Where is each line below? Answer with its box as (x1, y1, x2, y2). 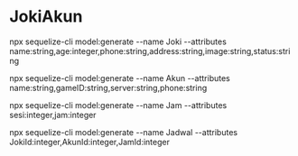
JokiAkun (9, 6, 83, 27)
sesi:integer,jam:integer (9, 109, 97, 120)
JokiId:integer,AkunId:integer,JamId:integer (9, 136, 170, 147)
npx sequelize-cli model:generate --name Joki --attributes (9, 36, 228, 47)
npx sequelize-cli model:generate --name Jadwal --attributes (9, 126, 237, 137)
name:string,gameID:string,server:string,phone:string (9, 82, 208, 93)
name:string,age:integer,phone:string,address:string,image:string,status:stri (9, 45, 291, 56)
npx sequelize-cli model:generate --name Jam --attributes (9, 99, 228, 110)
